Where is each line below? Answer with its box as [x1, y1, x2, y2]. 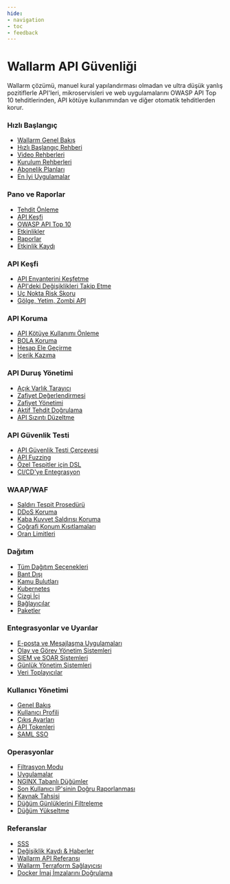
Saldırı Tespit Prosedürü [16, 501, 86, 509]
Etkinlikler [16, 227, 45, 236]
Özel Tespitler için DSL [16, 460, 82, 468]
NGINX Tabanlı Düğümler [16, 778, 89, 786]
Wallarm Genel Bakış [16, 136, 76, 144]
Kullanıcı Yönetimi [7, 685, 69, 694]
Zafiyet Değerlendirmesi [16, 391, 86, 399]
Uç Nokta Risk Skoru [16, 289, 76, 297]
